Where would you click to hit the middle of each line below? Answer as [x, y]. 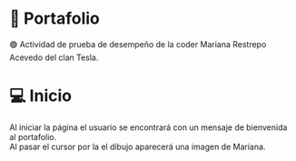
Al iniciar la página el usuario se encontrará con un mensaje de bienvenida [148, 127]
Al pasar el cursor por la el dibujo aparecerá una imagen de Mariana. [138, 146]
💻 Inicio [41, 96]
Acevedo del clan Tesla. [54, 57]
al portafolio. [33, 136]
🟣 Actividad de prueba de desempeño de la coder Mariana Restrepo [138, 44]
